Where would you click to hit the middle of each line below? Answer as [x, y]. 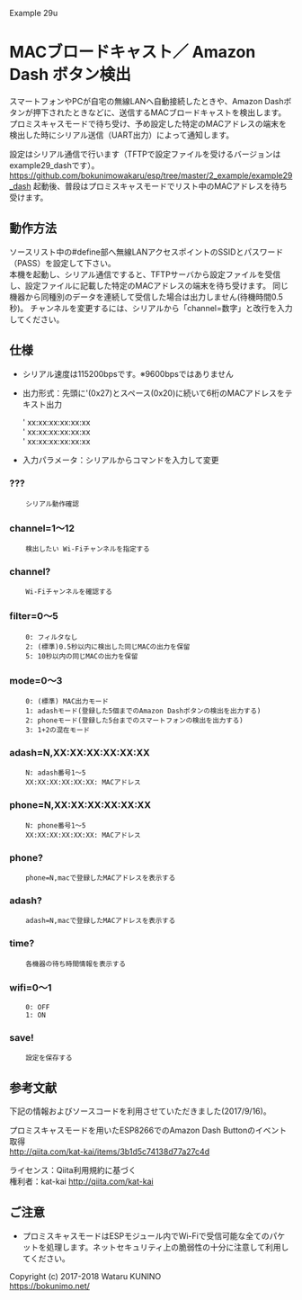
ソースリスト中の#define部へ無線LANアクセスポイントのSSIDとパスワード [147, 252]
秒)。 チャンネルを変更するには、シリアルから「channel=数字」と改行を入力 [151, 308]
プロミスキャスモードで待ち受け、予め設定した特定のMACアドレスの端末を [148, 123]
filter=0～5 [34, 616]
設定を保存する [49, 1058]
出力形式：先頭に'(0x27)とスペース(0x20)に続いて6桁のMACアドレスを [153, 393]
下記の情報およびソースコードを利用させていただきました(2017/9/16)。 [140, 1111]
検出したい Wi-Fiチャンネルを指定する [88, 549]
